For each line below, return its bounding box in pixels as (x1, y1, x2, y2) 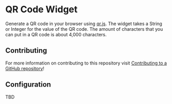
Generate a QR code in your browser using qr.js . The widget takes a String (5, 20, 163, 27)
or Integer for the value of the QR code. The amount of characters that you (5, 26, 163, 32)
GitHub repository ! (5, 65, 45, 71)
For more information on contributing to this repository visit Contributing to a (5, 60, 167, 66)
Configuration (5, 80, 51, 89)
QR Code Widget (5, 4, 78, 15)
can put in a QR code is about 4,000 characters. (5, 31, 107, 37)
